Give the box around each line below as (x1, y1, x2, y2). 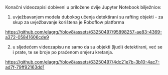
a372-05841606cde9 (5, 34, 49, 40)
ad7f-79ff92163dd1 (5, 64, 45, 70)
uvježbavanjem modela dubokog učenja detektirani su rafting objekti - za (12, 14, 163, 19)
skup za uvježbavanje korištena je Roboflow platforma (12, 19, 124, 25)
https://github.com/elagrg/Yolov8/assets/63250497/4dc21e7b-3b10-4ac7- (5, 59, 160, 64)
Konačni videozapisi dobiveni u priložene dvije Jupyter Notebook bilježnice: (5, 4, 161, 10)
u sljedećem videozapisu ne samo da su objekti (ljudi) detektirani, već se (12, 44, 163, 49)
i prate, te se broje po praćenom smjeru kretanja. (12, 49, 114, 55)
